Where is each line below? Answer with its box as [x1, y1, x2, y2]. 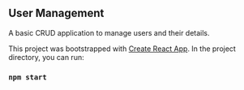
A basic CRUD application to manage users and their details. [8, 28, 210, 37]
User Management [8, 6, 105, 20]
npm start [8, 72, 47, 82]
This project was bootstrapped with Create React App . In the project [8, 44, 237, 54]
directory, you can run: [8, 52, 84, 62]
